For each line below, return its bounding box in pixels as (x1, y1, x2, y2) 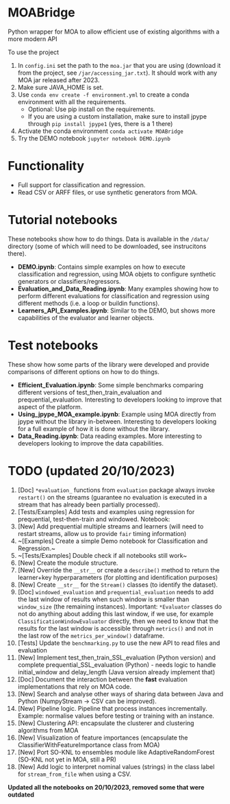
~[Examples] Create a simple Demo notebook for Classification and (17, 537, 208, 545)
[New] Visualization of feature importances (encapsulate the (17, 733, 188, 742)
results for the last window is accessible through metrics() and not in (17, 624, 214, 632)
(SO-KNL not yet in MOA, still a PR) (17, 755, 117, 764)
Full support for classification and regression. (17, 180, 146, 189)
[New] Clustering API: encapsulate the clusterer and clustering (17, 718, 194, 727)
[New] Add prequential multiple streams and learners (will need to (17, 522, 204, 531)
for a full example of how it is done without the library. (17, 424, 170, 433)
